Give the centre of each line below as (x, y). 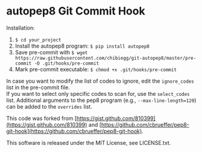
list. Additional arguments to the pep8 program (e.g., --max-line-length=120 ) (101, 100)
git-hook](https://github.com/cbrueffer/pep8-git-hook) (74, 131)
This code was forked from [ (42, 118)
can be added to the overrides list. (49, 106)
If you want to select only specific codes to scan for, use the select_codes (98, 93)
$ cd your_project (38, 40)
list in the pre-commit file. (38, 87)
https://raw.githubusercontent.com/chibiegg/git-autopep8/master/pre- (106, 58)
